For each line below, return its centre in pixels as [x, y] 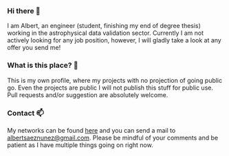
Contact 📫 [25, 113]
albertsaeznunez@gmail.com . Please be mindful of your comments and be [113, 138]
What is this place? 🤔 [43, 66]
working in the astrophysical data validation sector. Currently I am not [106, 33]
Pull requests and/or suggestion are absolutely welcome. [88, 94]
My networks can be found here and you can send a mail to [91, 130]
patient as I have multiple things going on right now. [80, 145]
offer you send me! [34, 48]
